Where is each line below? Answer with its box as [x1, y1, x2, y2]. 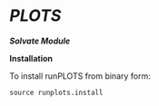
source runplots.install [9, 88, 104, 97]
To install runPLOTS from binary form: [9, 70, 152, 82]
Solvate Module [9, 35, 71, 46]
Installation [9, 53, 53, 63]
